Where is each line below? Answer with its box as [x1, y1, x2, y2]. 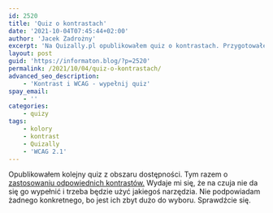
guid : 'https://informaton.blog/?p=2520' [8, 58, 151, 66]
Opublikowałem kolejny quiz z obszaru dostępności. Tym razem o [8, 169, 228, 179]
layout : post [8, 49, 53, 58]
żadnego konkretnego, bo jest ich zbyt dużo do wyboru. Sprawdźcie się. [8, 195, 251, 205]
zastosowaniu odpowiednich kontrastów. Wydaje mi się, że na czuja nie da [8, 178, 258, 188]
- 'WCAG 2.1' [23, 147, 67, 155]
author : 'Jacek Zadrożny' [8, 34, 96, 43]
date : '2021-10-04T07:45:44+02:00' [8, 27, 129, 35]
